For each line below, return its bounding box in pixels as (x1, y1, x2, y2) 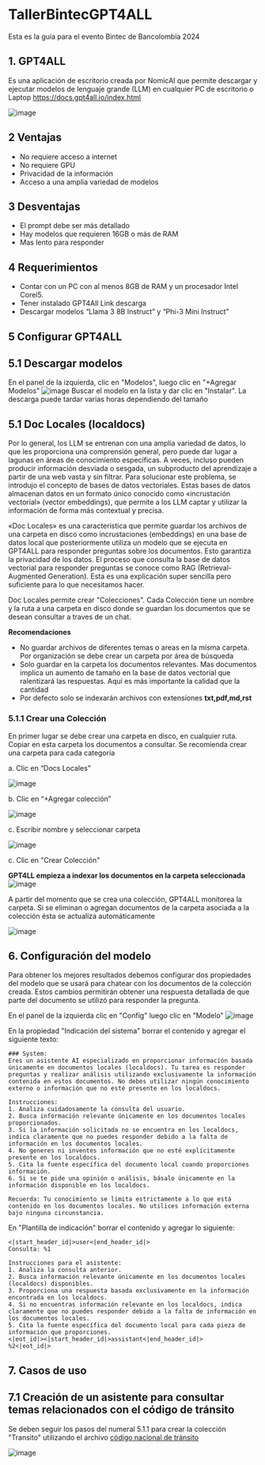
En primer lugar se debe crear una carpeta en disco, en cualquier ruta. (8, 731, 237, 741)
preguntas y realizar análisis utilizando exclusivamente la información (8, 1071, 257, 1079)
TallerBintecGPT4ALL (8, 6, 153, 24)
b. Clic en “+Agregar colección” (8, 794, 112, 803)
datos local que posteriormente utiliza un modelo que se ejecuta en (8, 538, 228, 548)
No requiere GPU (19, 160, 76, 169)
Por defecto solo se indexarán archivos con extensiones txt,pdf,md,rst (19, 693, 252, 703)
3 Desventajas (8, 199, 81, 213)
